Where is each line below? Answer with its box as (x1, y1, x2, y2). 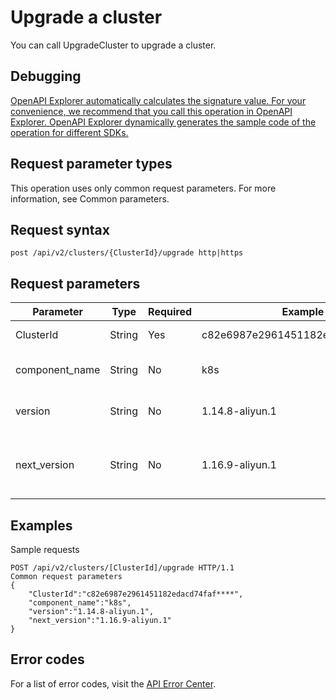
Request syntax (10, 221, 110, 238)
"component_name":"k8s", (28, 598, 132, 608)
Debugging (10, 68, 82, 85)
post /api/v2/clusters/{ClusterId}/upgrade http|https (10, 248, 244, 258)
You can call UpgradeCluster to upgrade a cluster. (10, 39, 217, 51)
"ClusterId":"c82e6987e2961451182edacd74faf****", (28, 589, 244, 599)
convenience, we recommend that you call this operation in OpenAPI (10, 105, 293, 117)
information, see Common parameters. (10, 192, 170, 205)
